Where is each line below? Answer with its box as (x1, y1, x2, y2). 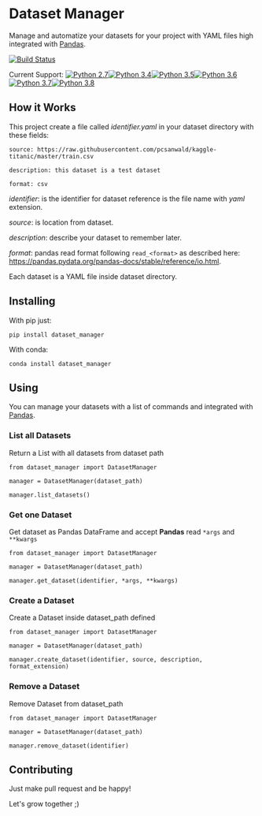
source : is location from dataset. (9, 218, 114, 227)
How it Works (9, 101, 76, 114)
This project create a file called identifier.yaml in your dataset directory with (9, 121, 254, 131)
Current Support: (9, 69, 64, 79)
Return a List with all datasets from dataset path (9, 448, 164, 457)
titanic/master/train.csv (9, 152, 94, 160)
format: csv (9, 180, 48, 188)
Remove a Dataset (9, 681, 80, 692)
